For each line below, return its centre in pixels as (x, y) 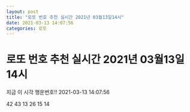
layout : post (22, 12)
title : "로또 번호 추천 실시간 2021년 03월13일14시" (65, 17)
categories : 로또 (26, 28)
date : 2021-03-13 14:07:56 (40, 23)
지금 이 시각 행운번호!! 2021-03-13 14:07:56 (58, 92)
